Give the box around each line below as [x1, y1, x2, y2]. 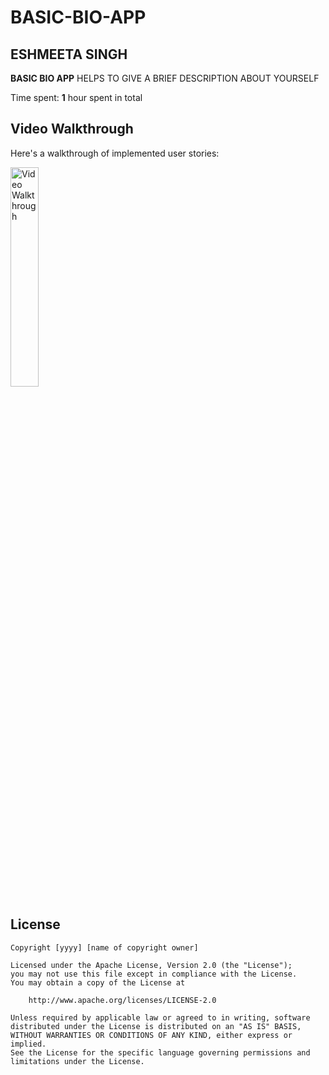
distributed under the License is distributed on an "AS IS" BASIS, [10, 1021, 302, 1031]
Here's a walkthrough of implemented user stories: [10, 147, 220, 159]
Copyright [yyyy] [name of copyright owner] [10, 942, 199, 953]
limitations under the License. [10, 1056, 145, 1066]
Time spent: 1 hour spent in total [10, 92, 143, 103]
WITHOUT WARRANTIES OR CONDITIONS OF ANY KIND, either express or [10, 1030, 293, 1040]
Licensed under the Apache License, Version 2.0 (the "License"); [10, 960, 293, 970]
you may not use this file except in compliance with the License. [10, 969, 298, 979]
